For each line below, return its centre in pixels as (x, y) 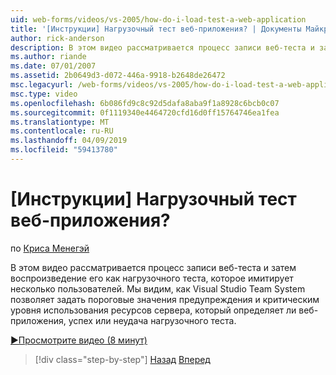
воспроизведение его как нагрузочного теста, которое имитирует (152, 278)
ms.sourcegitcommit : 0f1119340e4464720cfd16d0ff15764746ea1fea (145, 112)
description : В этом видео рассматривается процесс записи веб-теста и (162, 47)
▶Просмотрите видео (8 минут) (79, 340)
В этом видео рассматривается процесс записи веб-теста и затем (153, 267)
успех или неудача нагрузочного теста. (152, 320)
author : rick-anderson (57, 38)
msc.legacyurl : (42, 85)
